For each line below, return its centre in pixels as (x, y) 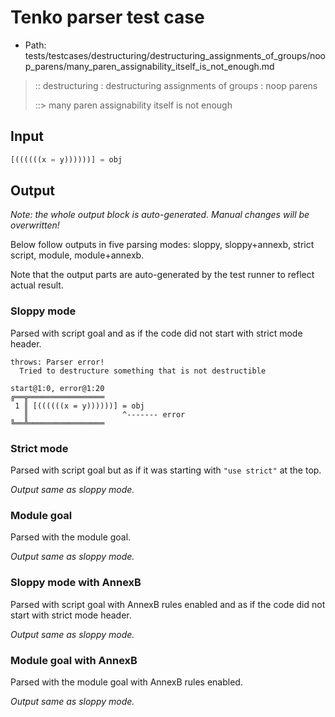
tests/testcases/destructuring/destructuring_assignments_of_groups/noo (175, 55)
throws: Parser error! (57, 362)
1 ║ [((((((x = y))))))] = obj (79, 406)
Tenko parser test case (107, 17)
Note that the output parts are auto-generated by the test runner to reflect (162, 275)
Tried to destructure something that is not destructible (143, 371)
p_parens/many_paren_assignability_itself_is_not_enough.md (149, 66)
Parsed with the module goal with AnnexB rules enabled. (126, 682)
